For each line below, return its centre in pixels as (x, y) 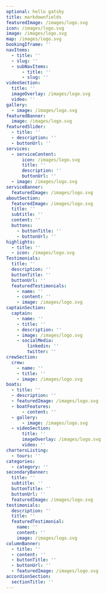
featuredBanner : (26, 116)
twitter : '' (42, 352)
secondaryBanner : (27, 472)
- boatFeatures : (31, 406)
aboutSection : (24, 198)
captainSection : (26, 308)
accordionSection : (29, 576)
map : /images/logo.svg (34, 39)
